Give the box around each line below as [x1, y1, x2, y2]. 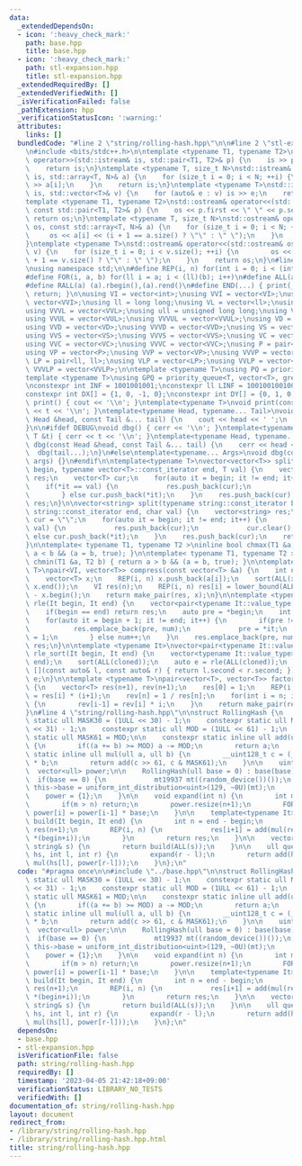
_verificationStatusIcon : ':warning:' [17, 113, 164, 122]
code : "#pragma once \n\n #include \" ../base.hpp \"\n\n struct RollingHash [17, 867, 296, 876]
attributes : [17, 122, 63, 131]
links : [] [25, 131, 63, 140]
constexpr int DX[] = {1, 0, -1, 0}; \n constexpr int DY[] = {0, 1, [25, 390, 283, 399]
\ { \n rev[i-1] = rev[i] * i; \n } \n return [25, 700, 244, 709]
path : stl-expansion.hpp [25, 64, 119, 73]
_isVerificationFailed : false [17, 96, 130, 106]
